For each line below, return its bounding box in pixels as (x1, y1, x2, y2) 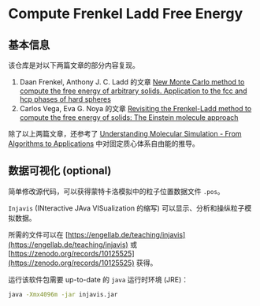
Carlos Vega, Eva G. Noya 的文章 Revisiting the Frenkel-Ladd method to (19, 104, 252, 113)
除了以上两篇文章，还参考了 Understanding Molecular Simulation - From (8, 129, 242, 138)
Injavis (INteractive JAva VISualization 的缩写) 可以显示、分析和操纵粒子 (8, 203, 245, 213)
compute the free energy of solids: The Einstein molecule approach (19, 113, 239, 122)
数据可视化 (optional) (8, 164, 112, 177)
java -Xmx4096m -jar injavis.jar (8, 290, 118, 298)
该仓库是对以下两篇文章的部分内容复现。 (8, 61, 139, 69)
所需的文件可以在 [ (8, 229, 69, 239)
